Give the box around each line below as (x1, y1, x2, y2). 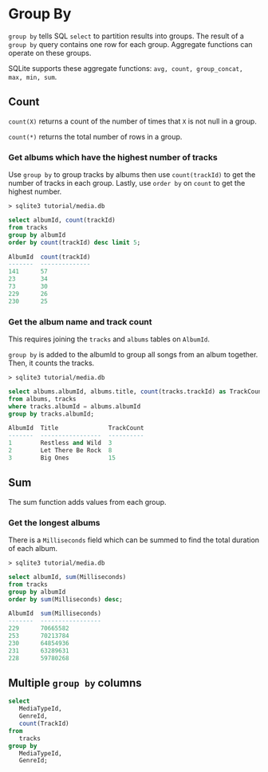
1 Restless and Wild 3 (8, 439, 112, 447)
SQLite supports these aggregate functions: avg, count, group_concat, (8, 63, 243, 73)
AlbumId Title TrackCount (8, 424, 145, 432)
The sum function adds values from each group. (8, 497, 167, 506)
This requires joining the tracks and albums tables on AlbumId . (8, 334, 210, 344)
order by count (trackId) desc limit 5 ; (8, 238, 141, 246)
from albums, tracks (8, 395, 77, 403)
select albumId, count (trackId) (8, 216, 116, 224)
